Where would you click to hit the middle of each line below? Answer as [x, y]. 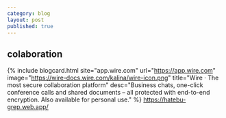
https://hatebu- [165, 99]
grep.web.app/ [28, 107]
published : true [30, 26]
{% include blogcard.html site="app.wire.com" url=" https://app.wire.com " [111, 71]
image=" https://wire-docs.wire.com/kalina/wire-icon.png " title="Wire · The [113, 78]
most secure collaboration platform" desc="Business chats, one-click [105, 85]
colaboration [35, 54]
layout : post [26, 20]
